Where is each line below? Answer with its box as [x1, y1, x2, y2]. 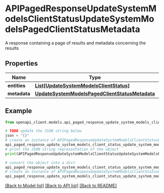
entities [7, 82, 26, 89]
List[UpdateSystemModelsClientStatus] [35, 82, 130, 89]
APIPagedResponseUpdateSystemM [5, 3, 157, 14]
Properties [5, 59, 38, 68]
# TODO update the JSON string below [5, 128, 82, 134]
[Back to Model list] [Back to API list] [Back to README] [5, 183, 117, 189]
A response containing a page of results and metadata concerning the [5, 40, 146, 46]
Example [5, 107, 32, 115]
